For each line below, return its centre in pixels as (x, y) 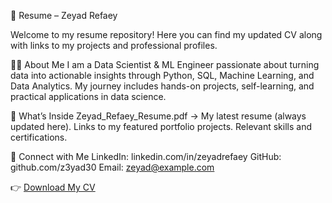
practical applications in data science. (88, 96)
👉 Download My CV (53, 187)
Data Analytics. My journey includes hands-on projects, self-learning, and (162, 86)
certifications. (39, 137)
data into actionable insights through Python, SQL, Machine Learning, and (162, 75)
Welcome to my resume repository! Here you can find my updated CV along (166, 34)
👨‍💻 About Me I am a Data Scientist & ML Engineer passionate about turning (165, 64)
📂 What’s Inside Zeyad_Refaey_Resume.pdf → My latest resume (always (158, 116)
